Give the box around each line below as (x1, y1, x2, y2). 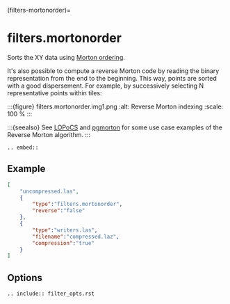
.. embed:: (7, 144, 39, 151)
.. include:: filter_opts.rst (7, 290, 95, 298)
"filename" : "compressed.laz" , (32, 233, 120, 240)
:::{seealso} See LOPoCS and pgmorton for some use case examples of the (7, 123, 222, 131)
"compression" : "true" (32, 239, 95, 246)
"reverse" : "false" (32, 207, 85, 214)
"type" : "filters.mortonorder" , (32, 201, 123, 208)
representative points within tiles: (7, 88, 102, 97)
